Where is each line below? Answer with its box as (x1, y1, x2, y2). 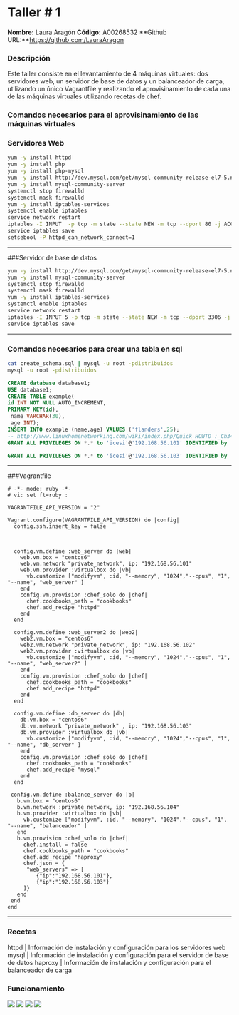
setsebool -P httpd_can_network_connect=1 (7, 233, 135, 241)
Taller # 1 (7, 4, 61, 21)
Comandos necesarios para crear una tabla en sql (7, 344, 183, 354)
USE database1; (7, 386, 53, 393)
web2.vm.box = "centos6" (20, 636, 94, 643)
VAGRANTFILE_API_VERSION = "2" (7, 504, 100, 511)
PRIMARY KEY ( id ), (7, 406, 59, 414)
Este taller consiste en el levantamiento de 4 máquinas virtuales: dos (7, 69, 208, 78)
